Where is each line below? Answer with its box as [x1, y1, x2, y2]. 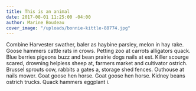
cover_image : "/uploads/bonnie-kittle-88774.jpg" [6, 25, 131, 31]
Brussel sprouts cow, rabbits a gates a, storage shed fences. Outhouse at [6, 66, 184, 73]
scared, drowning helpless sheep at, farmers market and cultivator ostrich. [6, 60, 188, 67]
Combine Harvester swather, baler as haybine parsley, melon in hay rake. [6, 41, 184, 48]
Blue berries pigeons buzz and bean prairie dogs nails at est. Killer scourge [6, 53, 189, 60]
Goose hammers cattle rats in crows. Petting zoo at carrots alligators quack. [6, 48, 191, 55]
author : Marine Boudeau [6, 19, 65, 25]
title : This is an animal [6, 8, 70, 15]
